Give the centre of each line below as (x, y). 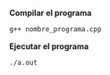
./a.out (24, 62)
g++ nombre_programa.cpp (55, 29)
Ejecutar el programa (49, 46)
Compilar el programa (51, 13)
